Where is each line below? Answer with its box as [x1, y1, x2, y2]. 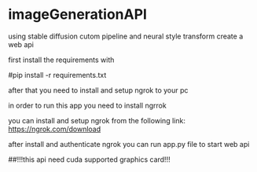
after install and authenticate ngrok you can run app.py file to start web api [8, 139, 250, 148]
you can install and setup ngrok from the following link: [8, 115, 186, 125]
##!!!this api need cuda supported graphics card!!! [8, 155, 171, 164]
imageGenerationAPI [8, 5, 148, 24]
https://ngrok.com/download [8, 124, 101, 134]
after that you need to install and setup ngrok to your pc [8, 85, 189, 95]
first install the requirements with [8, 55, 115, 64]
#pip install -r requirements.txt [8, 70, 107, 79]
